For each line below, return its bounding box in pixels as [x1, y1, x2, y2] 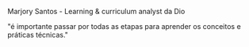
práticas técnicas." [7, 31, 69, 39]
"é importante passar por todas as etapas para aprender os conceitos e [7, 22, 241, 31]
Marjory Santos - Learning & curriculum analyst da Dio [7, 7, 186, 16]
